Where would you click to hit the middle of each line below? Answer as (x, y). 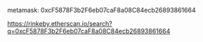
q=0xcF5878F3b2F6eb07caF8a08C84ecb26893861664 (89, 31)
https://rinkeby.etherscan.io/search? (60, 23)
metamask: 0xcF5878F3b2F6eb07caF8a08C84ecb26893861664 (101, 10)
